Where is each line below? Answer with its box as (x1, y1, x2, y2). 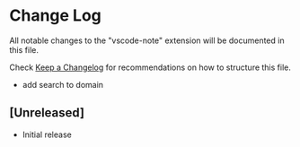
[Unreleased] (9, 105, 85, 121)
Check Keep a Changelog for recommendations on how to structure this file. (9, 62, 292, 73)
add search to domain (22, 79, 104, 90)
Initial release (22, 129, 72, 140)
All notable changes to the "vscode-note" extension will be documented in (9, 35, 285, 46)
